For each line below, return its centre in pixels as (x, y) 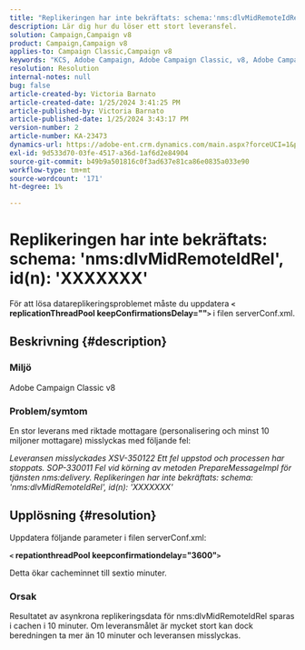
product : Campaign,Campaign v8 (69, 43)
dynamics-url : (36, 145)
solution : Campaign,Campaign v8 (70, 35)
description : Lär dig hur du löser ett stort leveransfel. (123, 26)
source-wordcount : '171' (56, 178)
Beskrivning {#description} (89, 342)
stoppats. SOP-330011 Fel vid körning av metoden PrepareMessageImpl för (151, 468)
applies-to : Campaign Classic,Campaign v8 (91, 52)
